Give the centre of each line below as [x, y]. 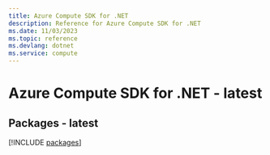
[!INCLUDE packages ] [45, 142]
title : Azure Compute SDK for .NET [69, 16]
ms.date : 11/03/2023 [43, 31]
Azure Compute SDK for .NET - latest [135, 93]
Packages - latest [54, 123]
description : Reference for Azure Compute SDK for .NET [105, 23]
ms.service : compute [43, 53]
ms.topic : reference [43, 38]
